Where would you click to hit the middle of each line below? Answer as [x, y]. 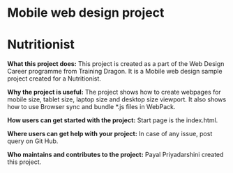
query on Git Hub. [33, 141]
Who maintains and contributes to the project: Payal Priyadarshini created [115, 155]
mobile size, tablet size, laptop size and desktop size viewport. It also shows [117, 99]
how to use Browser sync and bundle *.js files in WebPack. [91, 107]
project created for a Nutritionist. [54, 79]
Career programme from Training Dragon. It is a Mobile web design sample [115, 72]
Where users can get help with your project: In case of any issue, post [110, 134]
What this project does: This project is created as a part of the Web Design [116, 64]
